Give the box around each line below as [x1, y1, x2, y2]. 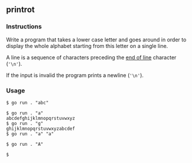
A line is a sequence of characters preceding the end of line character [6, 53, 177, 61]
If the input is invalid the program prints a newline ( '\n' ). [6, 71, 144, 79]
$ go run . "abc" [6, 100, 49, 106]
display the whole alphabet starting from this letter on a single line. [6, 42, 168, 49]
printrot [6, 5, 35, 15]
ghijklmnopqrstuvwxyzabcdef [6, 126, 76, 132]
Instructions [6, 23, 43, 31]
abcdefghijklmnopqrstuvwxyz [6, 115, 76, 121]
